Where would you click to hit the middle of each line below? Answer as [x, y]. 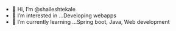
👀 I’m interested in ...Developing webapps [64, 15]
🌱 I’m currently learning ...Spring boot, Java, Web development [91, 22]
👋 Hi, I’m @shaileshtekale [44, 9]
